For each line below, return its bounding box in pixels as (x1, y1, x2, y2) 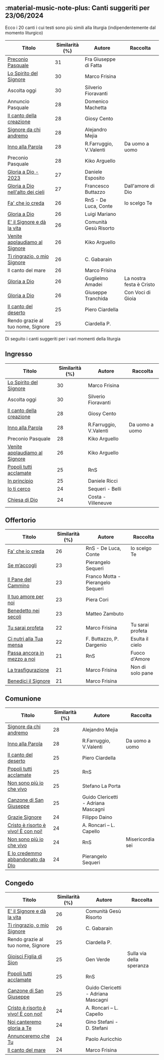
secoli (7, 613, 21, 620)
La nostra (124, 275, 146, 282)
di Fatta (84, 62, 102, 69)
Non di (130, 663, 146, 670)
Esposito (84, 174, 105, 181)
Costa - (87, 493, 106, 500)
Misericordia (125, 836, 155, 843)
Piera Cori (85, 596, 109, 603)
